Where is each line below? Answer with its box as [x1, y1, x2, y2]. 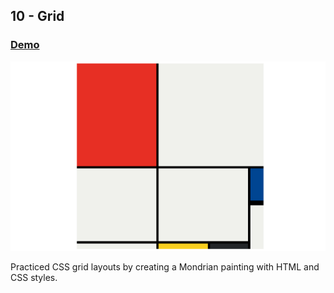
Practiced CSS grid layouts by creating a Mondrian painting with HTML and [10, 260, 320, 273]
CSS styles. [10, 271, 58, 283]
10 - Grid [10, 8, 65, 25]
